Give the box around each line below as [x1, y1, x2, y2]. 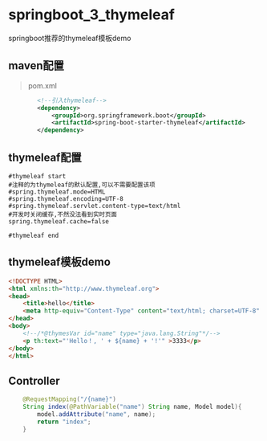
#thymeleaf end [8, 231, 59, 239]
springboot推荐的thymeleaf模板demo [8, 33, 131, 43]
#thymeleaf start [8, 172, 67, 180]
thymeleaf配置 [8, 150, 82, 164]
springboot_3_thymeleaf [8, 6, 175, 24]
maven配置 [8, 59, 64, 73]
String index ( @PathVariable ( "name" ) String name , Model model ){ [22, 403, 242, 411]
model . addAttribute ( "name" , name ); [37, 410, 156, 419]
